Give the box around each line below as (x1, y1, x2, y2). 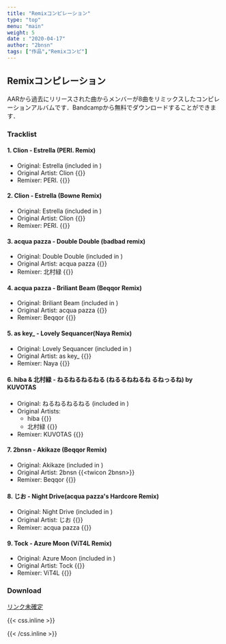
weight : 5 (7, 29, 36, 36)
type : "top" (7, 16, 41, 23)
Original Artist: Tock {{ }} (16, 562, 85, 570)
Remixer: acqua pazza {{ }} (16, 524, 92, 532)
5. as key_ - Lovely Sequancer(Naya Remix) (7, 329, 132, 337)
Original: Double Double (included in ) (16, 253, 123, 261)
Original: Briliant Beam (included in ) (16, 299, 119, 307)
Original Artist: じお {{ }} (16, 516, 83, 524)
